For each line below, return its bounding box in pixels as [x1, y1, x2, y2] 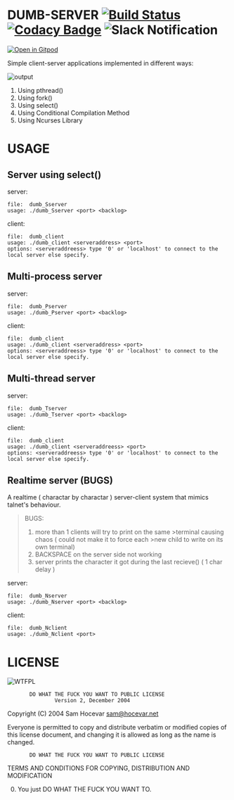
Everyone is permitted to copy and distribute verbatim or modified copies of [7, 723, 227, 732]
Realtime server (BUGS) [7, 474, 114, 486]
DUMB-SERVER [7, 7, 99, 23]
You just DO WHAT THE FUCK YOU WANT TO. [17, 785, 152, 794]
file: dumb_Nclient [7, 625, 68, 632]
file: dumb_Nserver [7, 592, 68, 599]
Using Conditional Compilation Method [17, 108, 130, 117]
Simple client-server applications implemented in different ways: [7, 58, 194, 67]
